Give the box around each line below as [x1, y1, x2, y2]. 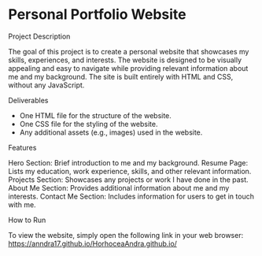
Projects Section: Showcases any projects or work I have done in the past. [8, 175, 249, 184]
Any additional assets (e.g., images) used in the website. [19, 128, 203, 137]
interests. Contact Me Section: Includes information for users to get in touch [8, 191, 254, 201]
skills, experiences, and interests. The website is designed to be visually [8, 55, 242, 65]
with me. [8, 199, 37, 210]
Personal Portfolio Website [8, 6, 186, 24]
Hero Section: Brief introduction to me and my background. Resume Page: [8, 158, 249, 167]
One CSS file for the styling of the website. [19, 119, 158, 128]
